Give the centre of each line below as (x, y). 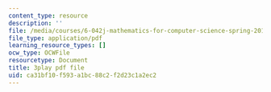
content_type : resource (48, 16)
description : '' (35, 23)
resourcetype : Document (48, 61)
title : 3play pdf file (46, 68)
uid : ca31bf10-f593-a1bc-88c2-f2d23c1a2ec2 (83, 75)
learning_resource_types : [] (57, 46)
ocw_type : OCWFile (39, 53)
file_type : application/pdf (56, 38)
